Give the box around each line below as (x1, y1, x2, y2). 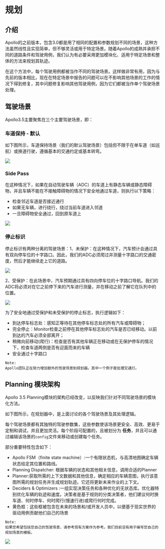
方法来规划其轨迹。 (13, 58, 53, 64)
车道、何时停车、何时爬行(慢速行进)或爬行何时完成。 (12, 497, 119, 503)
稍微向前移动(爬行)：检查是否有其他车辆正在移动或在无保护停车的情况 (12, 338, 154, 344)
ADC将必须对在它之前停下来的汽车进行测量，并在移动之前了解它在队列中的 (5, 284, 156, 289)
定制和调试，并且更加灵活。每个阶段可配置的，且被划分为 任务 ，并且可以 (5, 427, 153, 433)
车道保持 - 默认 (5, 130, 40, 137)
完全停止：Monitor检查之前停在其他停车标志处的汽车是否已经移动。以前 (12, 326, 157, 332)
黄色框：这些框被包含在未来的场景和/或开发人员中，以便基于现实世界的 (12, 503, 156, 509)
